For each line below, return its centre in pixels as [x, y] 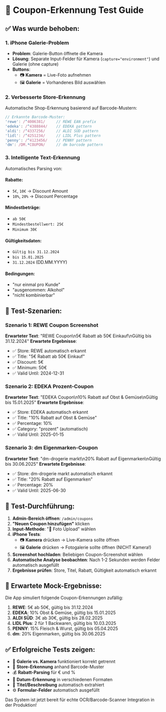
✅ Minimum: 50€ [29, 368]
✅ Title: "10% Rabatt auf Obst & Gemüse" [55, 418]
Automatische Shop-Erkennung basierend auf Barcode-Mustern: [71, 108]
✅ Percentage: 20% [33, 485]
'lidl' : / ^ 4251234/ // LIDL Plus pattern [53, 136]
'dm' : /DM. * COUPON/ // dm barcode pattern [54, 145]
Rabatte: [14, 180]
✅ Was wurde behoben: [42, 29]
